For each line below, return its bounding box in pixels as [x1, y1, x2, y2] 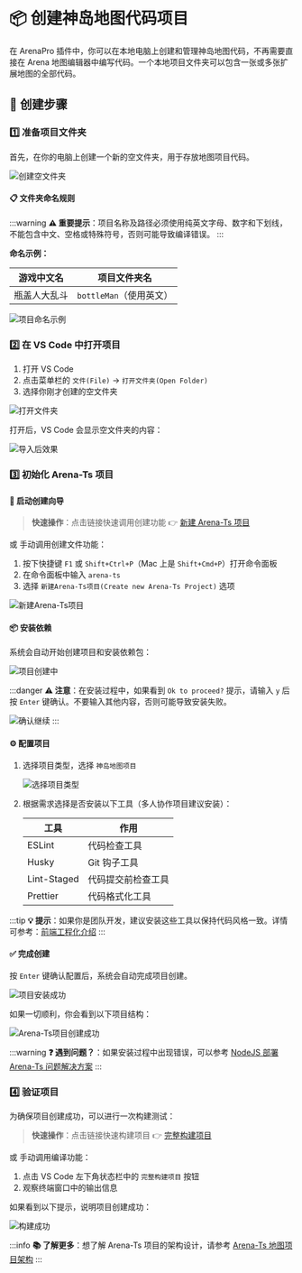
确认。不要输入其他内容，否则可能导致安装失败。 [49, 696, 232, 707]
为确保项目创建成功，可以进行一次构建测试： [9, 1111, 176, 1121]
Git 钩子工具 [87, 856, 139, 869]
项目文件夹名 [97, 272, 152, 284]
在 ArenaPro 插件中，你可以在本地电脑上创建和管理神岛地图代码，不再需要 [9, 45, 286, 56]
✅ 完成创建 [9, 948, 50, 959]
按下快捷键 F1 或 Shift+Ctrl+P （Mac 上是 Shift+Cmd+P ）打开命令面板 [22, 558, 278, 569]
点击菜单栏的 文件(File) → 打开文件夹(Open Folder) [22, 375, 209, 386]
